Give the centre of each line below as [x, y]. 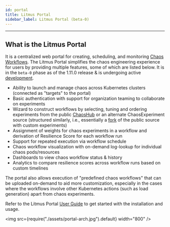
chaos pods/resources [36, 152]
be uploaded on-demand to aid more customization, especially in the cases [84, 183]
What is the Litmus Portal [46, 44]
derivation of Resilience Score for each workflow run [68, 136]
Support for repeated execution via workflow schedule [69, 141]
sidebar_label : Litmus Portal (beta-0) [47, 19]
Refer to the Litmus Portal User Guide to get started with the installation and [84, 204]
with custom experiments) [40, 125]
